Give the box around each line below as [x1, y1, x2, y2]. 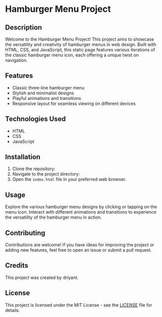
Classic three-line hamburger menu [12, 85, 85, 91]
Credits [5, 261, 29, 270]
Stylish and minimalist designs [12, 90, 74, 96]
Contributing [5, 228, 45, 237]
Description [5, 23, 42, 32]
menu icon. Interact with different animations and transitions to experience [5, 209, 157, 215]
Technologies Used [5, 115, 66, 123]
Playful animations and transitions [12, 95, 81, 101]
